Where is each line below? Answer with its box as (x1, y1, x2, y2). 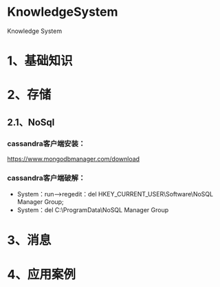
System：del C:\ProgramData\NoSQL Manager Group (16, 206, 169, 214)
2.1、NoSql (7, 116, 55, 128)
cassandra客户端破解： (7, 173, 86, 183)
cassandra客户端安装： (7, 139, 86, 148)
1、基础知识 (7, 53, 74, 69)
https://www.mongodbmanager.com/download (7, 155, 140, 163)
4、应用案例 (7, 266, 76, 282)
